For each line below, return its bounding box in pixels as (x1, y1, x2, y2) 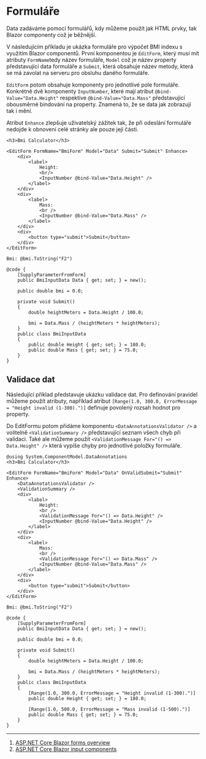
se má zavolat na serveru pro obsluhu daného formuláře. (6, 69, 150, 76)
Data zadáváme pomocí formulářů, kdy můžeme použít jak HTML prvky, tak (6, 25, 197, 32)
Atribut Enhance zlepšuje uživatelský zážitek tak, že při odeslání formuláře (6, 119, 192, 126)
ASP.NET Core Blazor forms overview (15, 739, 110, 746)
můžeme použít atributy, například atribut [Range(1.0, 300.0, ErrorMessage (6, 397, 197, 405)
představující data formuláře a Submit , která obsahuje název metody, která (6, 63, 194, 70)
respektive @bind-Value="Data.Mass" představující (59, 94, 185, 101)
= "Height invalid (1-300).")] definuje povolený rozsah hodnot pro (6, 403, 181, 411)
